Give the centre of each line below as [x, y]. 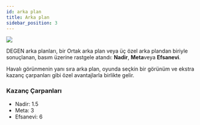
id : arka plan [24, 12]
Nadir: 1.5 [27, 104]
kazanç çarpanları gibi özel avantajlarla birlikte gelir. [70, 75]
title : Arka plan [28, 17]
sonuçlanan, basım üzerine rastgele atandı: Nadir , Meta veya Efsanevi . [94, 57]
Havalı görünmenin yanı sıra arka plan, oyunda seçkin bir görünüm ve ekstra [100, 69]
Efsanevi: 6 [29, 117]
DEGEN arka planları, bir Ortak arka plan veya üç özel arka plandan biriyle [97, 51]
